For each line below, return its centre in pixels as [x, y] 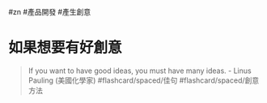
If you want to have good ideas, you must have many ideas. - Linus [140, 71]
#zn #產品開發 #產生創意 [50, 12]
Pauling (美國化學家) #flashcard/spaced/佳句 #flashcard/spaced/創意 [144, 80]
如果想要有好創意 [66, 48]
